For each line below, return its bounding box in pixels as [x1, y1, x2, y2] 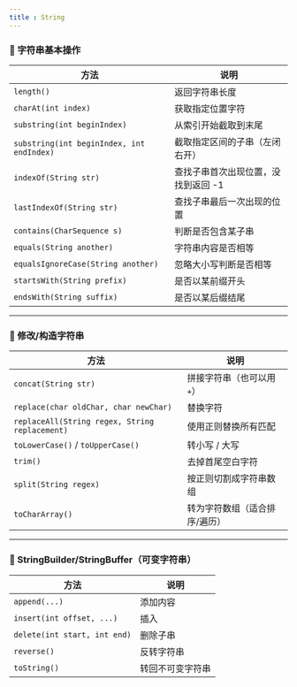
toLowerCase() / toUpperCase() [13, 439, 140, 451]
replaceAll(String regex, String [13, 416, 155, 427]
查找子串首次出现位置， [173, 165, 272, 178]
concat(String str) [13, 379, 95, 389]
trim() [13, 456, 42, 467]
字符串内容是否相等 [173, 241, 255, 254]
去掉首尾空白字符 [187, 456, 258, 469]
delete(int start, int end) [13, 630, 132, 639]
